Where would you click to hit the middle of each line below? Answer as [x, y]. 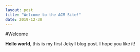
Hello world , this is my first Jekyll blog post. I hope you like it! [70, 44]
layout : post [19, 10]
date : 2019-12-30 [24, 19]
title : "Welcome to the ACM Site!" [43, 15]
